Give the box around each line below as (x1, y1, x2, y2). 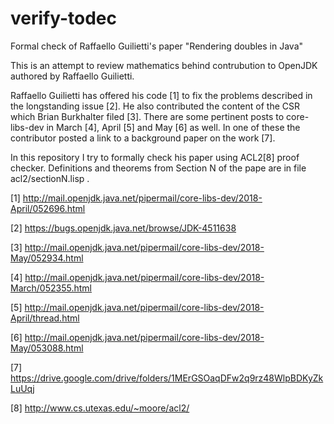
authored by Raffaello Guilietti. (10, 70, 135, 82)
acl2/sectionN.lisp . (10, 172, 90, 184)
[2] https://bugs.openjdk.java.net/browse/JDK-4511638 (10, 222, 237, 234)
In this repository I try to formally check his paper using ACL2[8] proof (10, 151, 300, 163)
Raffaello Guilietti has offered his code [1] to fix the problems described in (10, 89, 313, 101)
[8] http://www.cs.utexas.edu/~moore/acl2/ (10, 402, 190, 414)
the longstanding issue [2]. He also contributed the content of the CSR (10, 100, 300, 112)
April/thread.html (10, 312, 80, 324)
